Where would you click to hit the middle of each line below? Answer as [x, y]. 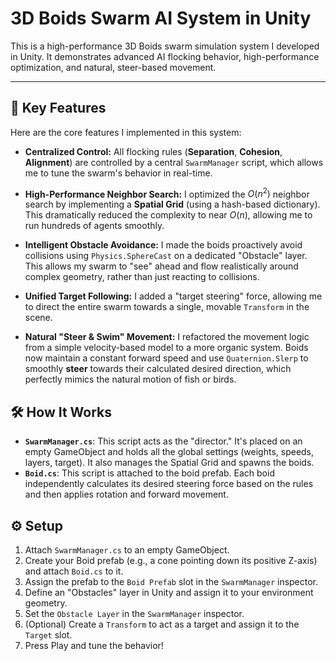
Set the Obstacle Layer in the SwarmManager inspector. [134, 614]
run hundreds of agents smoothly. [94, 226]
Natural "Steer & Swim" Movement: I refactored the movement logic [167, 337]
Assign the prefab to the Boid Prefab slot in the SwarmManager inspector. [171, 582]
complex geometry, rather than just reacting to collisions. [142, 277]
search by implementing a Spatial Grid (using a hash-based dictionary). [172, 204]
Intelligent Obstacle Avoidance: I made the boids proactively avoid [163, 245]
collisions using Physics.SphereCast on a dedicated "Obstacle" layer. [166, 256]
